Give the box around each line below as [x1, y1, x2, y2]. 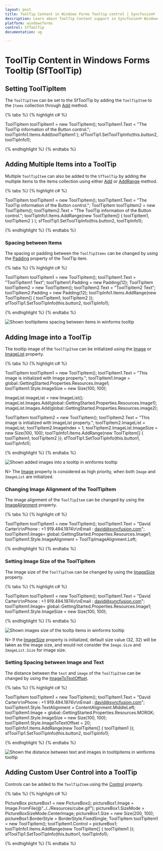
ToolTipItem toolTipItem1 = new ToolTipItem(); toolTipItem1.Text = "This [5, 370, 148, 375]
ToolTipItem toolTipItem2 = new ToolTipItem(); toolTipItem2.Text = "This [5, 414, 150, 420]
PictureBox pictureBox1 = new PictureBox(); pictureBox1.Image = [5, 800, 134, 806]
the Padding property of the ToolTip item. [5, 255, 88, 261]
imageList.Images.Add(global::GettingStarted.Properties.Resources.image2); [5, 405, 158, 411]
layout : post [5, 7, 32, 12]
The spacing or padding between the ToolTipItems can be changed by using [5, 251, 158, 256]
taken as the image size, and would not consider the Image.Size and [5, 642, 141, 647]
